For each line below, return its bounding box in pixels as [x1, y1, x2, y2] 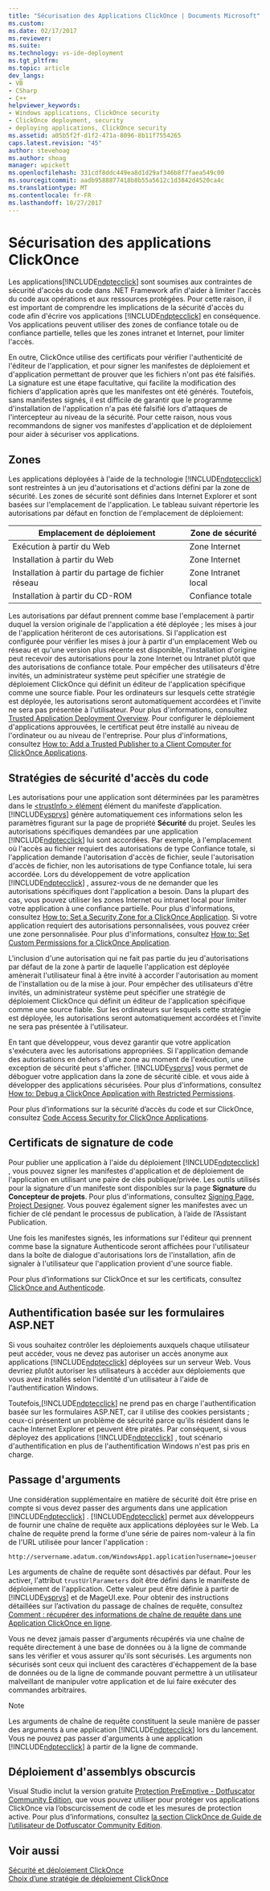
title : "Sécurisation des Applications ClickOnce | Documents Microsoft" [8, 11, 261, 20]
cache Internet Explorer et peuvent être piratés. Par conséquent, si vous [8, 1423, 247, 1433]
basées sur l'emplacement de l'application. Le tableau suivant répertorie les [8, 500, 260, 509]
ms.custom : [8, 19, 45, 27]
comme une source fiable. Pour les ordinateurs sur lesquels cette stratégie [8, 688, 256, 698]
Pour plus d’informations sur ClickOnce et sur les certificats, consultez [8, 1274, 243, 1283]
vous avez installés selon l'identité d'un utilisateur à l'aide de [8, 1374, 209, 1384]
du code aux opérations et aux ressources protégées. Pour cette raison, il [8, 295, 252, 304]
